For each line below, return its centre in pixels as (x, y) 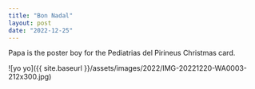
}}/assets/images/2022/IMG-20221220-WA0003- (165, 68)
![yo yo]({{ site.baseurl (45, 68)
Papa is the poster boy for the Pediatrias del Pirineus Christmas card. (122, 53)
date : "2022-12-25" (41, 30)
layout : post (30, 23)
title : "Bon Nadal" (41, 15)
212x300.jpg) (30, 77)
